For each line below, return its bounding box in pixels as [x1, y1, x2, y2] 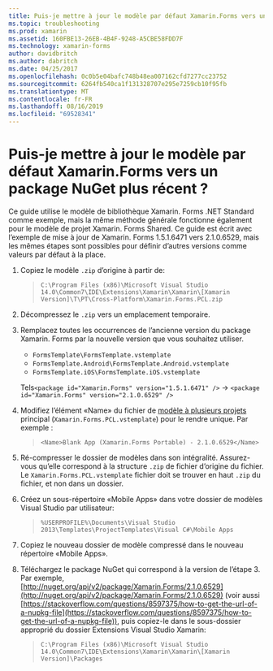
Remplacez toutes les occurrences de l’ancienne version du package [19, 325, 251, 335]
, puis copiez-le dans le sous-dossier [116, 616, 241, 626]
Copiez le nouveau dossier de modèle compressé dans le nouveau [19, 539, 244, 549]
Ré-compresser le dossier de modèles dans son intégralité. [19, 452, 219, 462]
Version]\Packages [40, 655, 103, 663]
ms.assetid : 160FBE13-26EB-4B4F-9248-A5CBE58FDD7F [8, 34, 184, 43]
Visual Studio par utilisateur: [19, 503, 115, 513]
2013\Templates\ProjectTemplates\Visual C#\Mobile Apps [40, 526, 234, 534]
